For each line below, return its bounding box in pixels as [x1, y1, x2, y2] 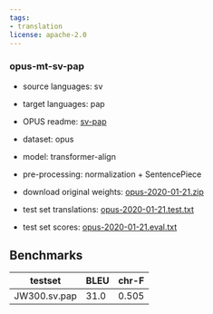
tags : [9, 13, 30, 23]
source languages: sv [22, 81, 103, 92]
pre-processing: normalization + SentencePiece [22, 169, 202, 180]
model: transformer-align [22, 151, 116, 162]
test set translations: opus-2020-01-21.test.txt [22, 203, 195, 214]
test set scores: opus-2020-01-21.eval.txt [22, 221, 178, 232]
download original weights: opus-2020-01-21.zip [22, 186, 204, 197]
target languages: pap [22, 98, 106, 109]
